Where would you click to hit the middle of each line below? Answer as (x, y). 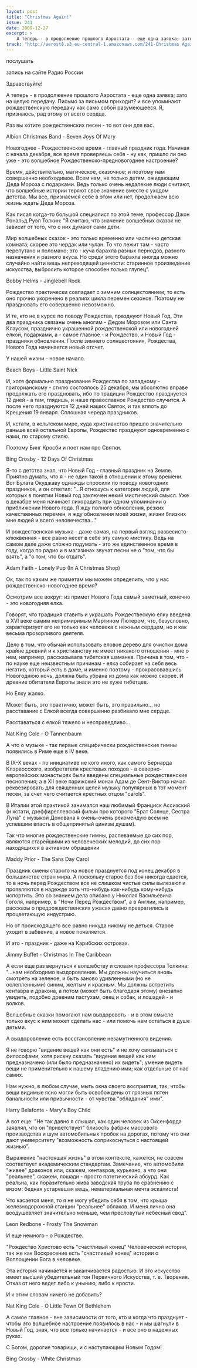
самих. (15, 1075)
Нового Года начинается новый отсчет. (55, 347)
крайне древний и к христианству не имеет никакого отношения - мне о (98, 651)
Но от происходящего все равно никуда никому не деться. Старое (90, 925)
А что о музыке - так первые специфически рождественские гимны (91, 745)
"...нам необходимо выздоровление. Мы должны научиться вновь (89, 972)
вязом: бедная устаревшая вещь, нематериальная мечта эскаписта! (92, 1188)
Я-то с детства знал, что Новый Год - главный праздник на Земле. (89, 470)
